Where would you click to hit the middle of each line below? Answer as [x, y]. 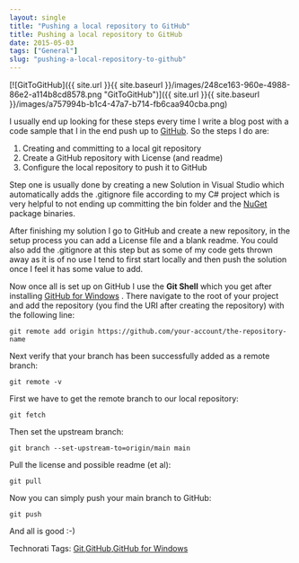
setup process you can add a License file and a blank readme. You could [144, 240]
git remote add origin [52, 331]
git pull [26, 481]
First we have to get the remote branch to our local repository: [124, 399]
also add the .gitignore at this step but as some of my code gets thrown [141, 250]
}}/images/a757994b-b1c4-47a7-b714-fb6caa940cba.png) [119, 104]
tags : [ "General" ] [44, 51]
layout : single [38, 18]
